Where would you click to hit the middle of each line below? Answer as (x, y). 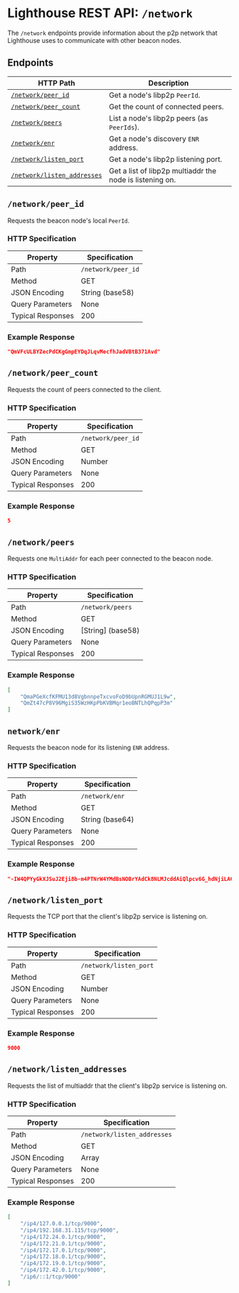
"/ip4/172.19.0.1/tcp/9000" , (63, 1264)
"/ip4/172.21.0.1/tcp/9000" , (63, 1243)
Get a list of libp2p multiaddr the (163, 170)
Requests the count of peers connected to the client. (85, 389)
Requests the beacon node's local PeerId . (69, 220)
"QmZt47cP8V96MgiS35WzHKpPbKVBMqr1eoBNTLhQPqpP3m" (97, 703)
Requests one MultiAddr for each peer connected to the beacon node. (110, 558)
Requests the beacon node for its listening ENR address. (88, 747)
